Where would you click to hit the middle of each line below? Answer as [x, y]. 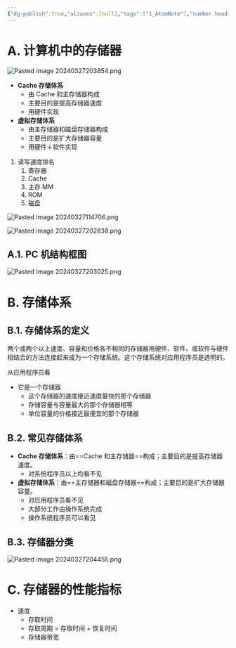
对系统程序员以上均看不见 [65, 474]
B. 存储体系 [39, 302]
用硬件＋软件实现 [53, 147]
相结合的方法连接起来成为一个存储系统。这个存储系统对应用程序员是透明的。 [118, 357]
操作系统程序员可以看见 [62, 518]
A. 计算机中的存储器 [65, 51]
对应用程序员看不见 [56, 500]
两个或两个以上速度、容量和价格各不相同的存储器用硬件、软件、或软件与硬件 [118, 349]
